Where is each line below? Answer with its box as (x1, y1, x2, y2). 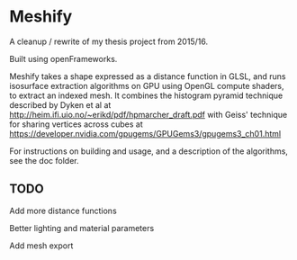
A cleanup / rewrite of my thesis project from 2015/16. (9, 36, 209, 47)
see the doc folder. (9, 155, 79, 166)
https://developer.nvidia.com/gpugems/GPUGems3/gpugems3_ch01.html (9, 128, 282, 139)
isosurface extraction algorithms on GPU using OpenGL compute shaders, (9, 80, 284, 91)
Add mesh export (9, 240, 74, 251)
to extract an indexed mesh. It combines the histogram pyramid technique (9, 90, 283, 101)
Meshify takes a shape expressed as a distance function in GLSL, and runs (9, 70, 286, 82)
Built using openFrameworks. (9, 53, 118, 64)
